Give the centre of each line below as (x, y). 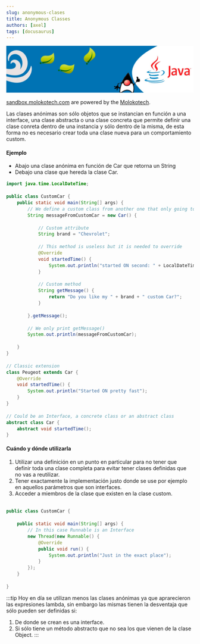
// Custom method (60, 285)
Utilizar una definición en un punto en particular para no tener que (96, 462)
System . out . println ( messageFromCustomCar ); (82, 334)
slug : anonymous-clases (36, 12)
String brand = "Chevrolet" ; (74, 234)
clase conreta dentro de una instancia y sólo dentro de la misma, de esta (95, 126)
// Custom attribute (63, 228)
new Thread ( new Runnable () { (64, 536)
